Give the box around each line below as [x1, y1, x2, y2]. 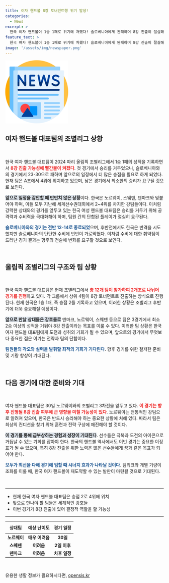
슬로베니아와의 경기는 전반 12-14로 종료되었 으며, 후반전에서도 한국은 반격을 [5, 224, 152, 230]
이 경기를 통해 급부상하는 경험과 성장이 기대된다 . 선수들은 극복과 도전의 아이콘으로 [5, 432, 164, 439]
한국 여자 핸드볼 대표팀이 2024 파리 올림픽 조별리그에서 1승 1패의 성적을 [5, 158, 146, 165]
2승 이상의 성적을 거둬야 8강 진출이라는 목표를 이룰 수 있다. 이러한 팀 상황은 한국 [5, 323, 162, 329]
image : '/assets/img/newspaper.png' [5, 45, 82, 50]
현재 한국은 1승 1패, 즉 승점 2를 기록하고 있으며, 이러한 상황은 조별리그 [16, 299, 152, 305]
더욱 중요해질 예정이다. [14, 306, 59, 312]
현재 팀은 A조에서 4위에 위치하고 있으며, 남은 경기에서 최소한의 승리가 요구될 [5, 177, 155, 184]
